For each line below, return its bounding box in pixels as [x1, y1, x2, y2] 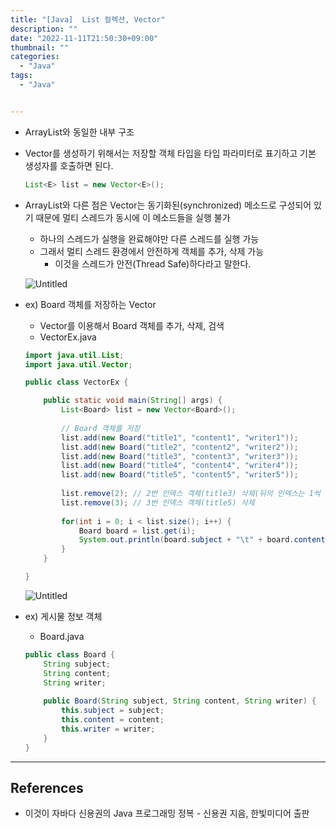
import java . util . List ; [24, 350, 125, 360]
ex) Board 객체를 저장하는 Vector [24, 298, 157, 310]
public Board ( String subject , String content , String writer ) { [43, 696, 317, 706]
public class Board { [24, 649, 116, 660]
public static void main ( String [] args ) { [43, 396, 223, 406]
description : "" [10, 24, 78, 34]
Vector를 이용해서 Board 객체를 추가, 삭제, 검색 [39, 319, 225, 331]
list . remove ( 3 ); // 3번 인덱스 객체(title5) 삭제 [61, 497, 255, 508]
